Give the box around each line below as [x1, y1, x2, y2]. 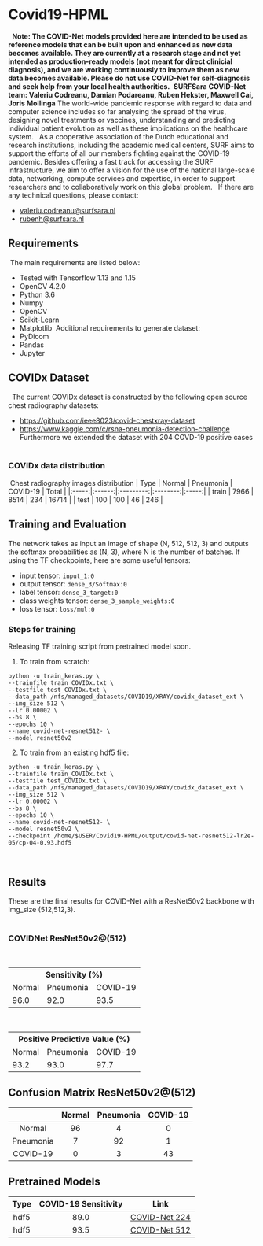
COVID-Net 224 [130, 1211, 191, 1222]
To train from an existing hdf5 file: [19, 748, 130, 757]
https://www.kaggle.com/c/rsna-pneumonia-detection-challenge [19, 423, 230, 434]
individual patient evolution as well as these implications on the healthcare [8, 124, 249, 133]
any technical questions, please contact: [8, 190, 139, 200]
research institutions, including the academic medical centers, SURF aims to [8, 140, 254, 150]
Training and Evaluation [8, 518, 127, 531]
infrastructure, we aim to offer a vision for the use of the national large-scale [8, 165, 255, 175]
